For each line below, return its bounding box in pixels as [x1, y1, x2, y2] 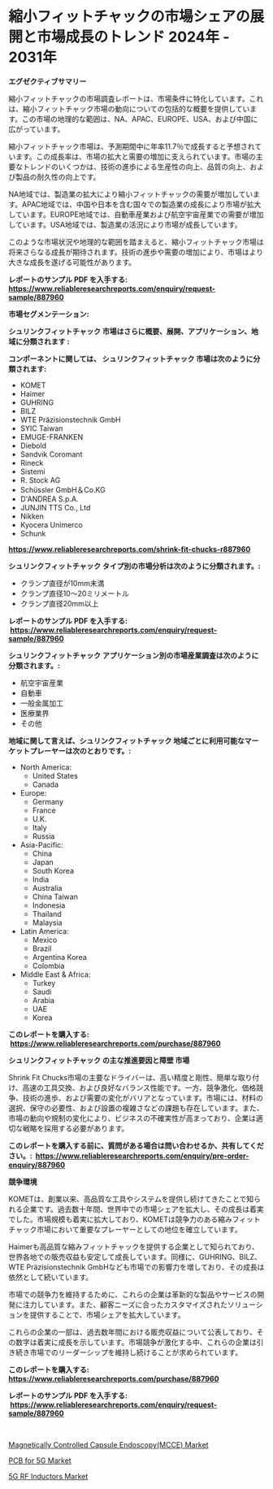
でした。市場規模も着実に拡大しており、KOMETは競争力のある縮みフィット [8, 1214, 262, 1224]
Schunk [19, 528, 46, 538]
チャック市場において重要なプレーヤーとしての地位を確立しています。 [8, 1224, 242, 1234]
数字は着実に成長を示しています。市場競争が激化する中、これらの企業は [15, 1337, 258, 1347]
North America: [19, 762, 71, 772]
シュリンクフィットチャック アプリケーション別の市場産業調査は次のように [8, 650, 259, 660]
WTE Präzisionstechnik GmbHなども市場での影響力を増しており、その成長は [8, 1261, 265, 1272]
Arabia [32, 995, 55, 1005]
